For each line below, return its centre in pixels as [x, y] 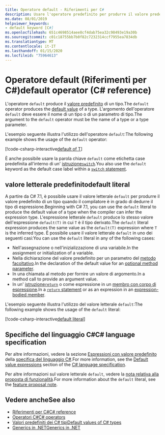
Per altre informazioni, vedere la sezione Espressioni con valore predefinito [81, 354]
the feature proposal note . [31, 384]
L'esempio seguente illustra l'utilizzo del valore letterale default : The [74, 304]
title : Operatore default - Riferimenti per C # [55, 10]
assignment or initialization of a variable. [53, 253]
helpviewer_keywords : [27, 23]
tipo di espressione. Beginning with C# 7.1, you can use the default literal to [81, 207]
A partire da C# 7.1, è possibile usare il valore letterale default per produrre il [82, 196]
